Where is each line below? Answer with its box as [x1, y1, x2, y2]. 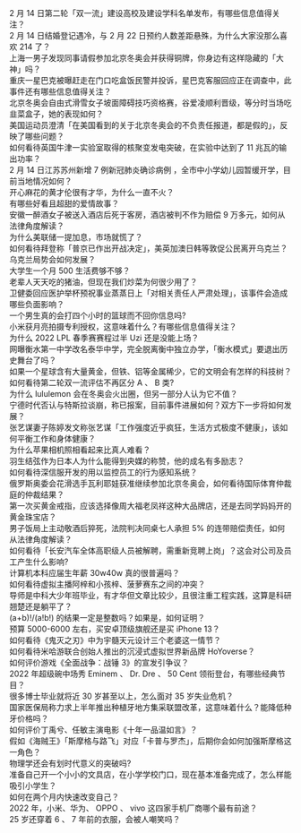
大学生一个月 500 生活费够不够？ [9, 265, 131, 276]
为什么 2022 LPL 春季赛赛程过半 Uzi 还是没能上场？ [9, 332, 200, 343]
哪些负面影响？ [9, 299, 64, 309]
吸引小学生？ [9, 780, 56, 791]
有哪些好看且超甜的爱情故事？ [9, 198, 119, 209]
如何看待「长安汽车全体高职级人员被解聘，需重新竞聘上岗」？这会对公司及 [9, 545, 284, 555]
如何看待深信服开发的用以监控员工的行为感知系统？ [9, 467, 198, 477]
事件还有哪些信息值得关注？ [9, 86, 112, 97]
